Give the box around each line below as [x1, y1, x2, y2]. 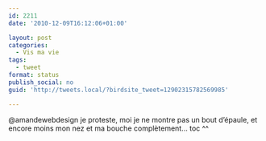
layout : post [8, 34, 52, 42]
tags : [8, 56, 27, 64]
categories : [8, 41, 48, 49]
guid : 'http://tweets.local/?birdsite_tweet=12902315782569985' [8, 86, 229, 94]
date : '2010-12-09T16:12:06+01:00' [8, 19, 128, 27]
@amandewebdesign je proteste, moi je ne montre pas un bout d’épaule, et [8, 115, 258, 124]
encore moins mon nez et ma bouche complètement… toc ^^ [8, 123, 210, 133]
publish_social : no [8, 78, 74, 87]
